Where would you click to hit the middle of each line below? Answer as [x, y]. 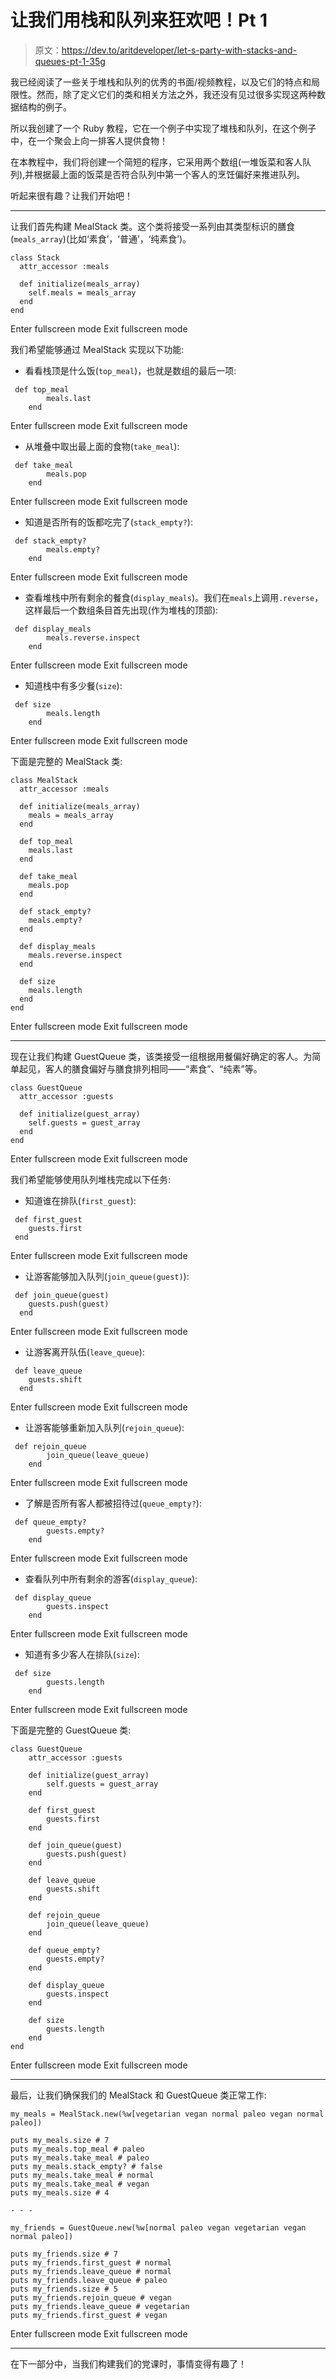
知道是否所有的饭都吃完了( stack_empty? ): [108, 522]
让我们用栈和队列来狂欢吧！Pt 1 [139, 20]
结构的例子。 [45, 107]
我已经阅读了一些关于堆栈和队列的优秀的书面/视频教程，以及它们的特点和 [161, 82]
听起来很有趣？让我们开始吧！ [71, 195]
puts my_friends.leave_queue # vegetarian [100, 2306]
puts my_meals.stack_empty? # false [86, 2166]
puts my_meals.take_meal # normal [82, 2175]
